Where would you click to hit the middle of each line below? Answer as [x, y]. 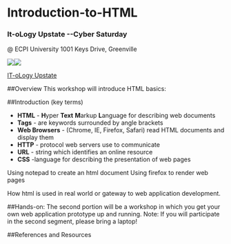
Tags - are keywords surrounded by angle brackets [90, 123]
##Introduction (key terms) [46, 102]
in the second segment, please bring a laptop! [72, 221]
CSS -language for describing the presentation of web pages [104, 159]
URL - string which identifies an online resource [85, 152]
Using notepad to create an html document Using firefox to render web [108, 173]
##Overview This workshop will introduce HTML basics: [87, 89]
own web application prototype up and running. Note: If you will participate [113, 214]
